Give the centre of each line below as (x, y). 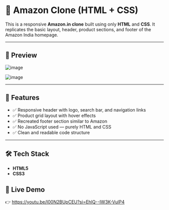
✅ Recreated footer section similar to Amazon (60, 121)
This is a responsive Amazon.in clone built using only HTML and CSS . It (80, 24)
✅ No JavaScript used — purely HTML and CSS (62, 127)
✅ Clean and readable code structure (51, 132)
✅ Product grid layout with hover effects (54, 116)
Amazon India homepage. (32, 35)
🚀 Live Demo (25, 190)
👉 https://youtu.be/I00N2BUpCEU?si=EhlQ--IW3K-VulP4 (65, 202)
